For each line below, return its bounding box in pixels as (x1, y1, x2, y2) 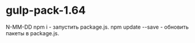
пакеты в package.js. (5, 29, 59, 36)
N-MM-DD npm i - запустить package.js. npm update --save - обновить (5, 23, 190, 30)
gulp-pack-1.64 (5, 4, 86, 17)
